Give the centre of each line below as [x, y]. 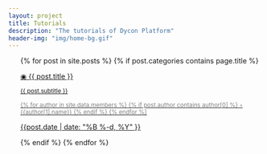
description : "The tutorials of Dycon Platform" [91, 30]
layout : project [35, 16]
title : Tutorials [37, 23]
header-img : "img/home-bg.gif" [61, 38]
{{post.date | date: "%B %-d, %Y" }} [80, 127]
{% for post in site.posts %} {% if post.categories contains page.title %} [139, 61]
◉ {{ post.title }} [47, 76]
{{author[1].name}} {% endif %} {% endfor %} [83, 112]
